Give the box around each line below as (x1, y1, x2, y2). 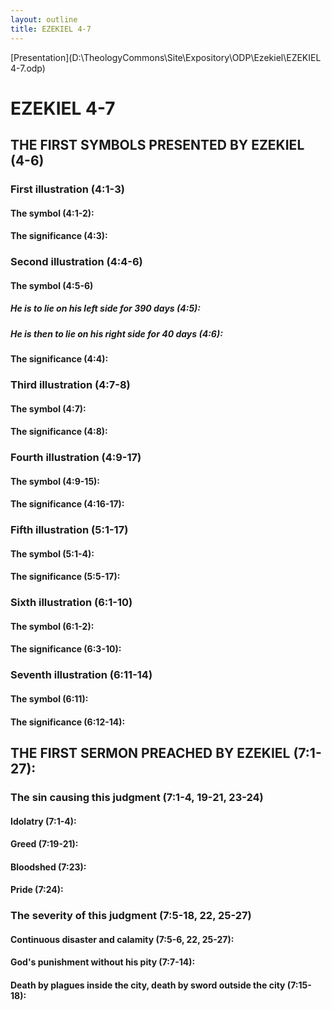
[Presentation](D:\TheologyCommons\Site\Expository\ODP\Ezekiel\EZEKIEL (10, 51, 322, 63)
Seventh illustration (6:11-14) (10, 668, 153, 682)
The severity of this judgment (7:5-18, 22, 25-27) (10, 909, 252, 923)
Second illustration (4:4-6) (10, 255, 143, 269)
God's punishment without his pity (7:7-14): (10, 956, 196, 968)
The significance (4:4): (10, 353, 109, 365)
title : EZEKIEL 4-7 (10, 24, 92, 34)
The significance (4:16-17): (10, 498, 125, 510)
